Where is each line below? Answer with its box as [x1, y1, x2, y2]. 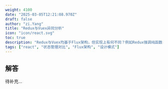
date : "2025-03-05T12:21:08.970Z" [5, 12, 77, 17]
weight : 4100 [5, 7, 32, 12]
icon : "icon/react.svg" [5, 30, 55, 35]
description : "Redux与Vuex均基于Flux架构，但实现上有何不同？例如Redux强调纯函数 [5, 40, 162, 45]
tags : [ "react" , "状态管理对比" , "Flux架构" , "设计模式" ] [5, 44, 119, 49]
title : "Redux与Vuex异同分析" [5, 26, 64, 31]
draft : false [5, 16, 32, 21]
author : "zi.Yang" [5, 21, 43, 26]
